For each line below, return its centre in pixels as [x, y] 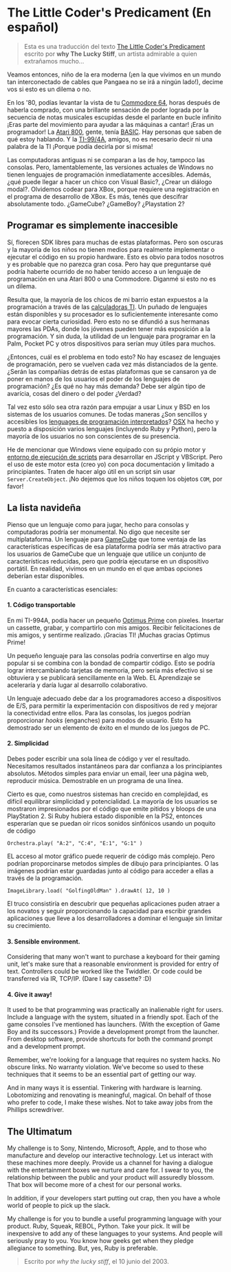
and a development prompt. [46, 1046]
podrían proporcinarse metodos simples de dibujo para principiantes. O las [113, 863]
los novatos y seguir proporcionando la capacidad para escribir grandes [109, 911]
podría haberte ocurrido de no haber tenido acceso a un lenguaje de [104, 271]
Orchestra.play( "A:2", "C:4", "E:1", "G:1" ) [75, 843]
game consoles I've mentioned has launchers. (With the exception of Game [113, 1024]
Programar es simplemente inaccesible [93, 226]
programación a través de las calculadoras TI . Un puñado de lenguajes [107, 307]
